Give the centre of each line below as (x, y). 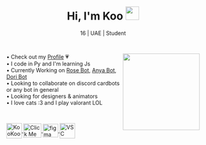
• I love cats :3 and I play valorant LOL (55, 102)
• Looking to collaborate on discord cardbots (63, 83)
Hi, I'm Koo (95, 16)
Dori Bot (17, 76)
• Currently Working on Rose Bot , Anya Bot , (61, 70)
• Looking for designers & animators (52, 96)
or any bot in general (33, 89)
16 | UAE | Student (103, 33)
